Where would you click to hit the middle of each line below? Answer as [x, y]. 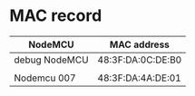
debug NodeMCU [51, 60]
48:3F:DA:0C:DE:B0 [140, 60]
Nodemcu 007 [45, 78]
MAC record [56, 16]
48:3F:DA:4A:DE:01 [139, 78]
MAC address [140, 44]
